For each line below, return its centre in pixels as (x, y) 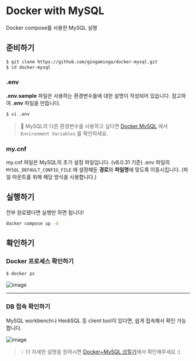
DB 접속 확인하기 (28, 307)
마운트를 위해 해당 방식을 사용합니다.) (54, 177)
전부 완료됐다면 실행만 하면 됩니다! (45, 212)
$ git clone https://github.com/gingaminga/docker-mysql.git (82, 62)
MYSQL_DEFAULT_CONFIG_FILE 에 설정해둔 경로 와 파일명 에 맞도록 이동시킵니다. (93, 169)
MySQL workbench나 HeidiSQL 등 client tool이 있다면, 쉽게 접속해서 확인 (91, 321)
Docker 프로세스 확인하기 (40, 261)
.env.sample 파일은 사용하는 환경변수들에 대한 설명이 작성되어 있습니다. (88, 95)
